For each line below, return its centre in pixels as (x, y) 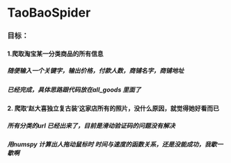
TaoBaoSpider (49, 13)
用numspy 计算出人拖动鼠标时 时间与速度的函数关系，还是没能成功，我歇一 (115, 144)
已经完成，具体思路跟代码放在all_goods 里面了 (74, 89)
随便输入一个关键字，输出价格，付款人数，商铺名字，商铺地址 (96, 71)
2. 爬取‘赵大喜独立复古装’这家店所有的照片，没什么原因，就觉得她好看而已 (113, 108)
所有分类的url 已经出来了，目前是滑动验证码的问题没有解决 (91, 126)
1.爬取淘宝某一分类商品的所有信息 (55, 53)
